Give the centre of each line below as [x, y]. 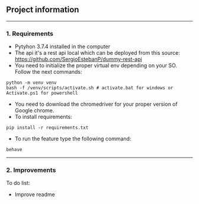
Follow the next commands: [48, 72]
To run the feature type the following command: [73, 139]
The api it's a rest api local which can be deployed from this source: [97, 53]
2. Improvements [31, 170]
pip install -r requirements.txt [47, 128]
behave [14, 150]
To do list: [18, 183]
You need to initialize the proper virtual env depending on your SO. [96, 65]
